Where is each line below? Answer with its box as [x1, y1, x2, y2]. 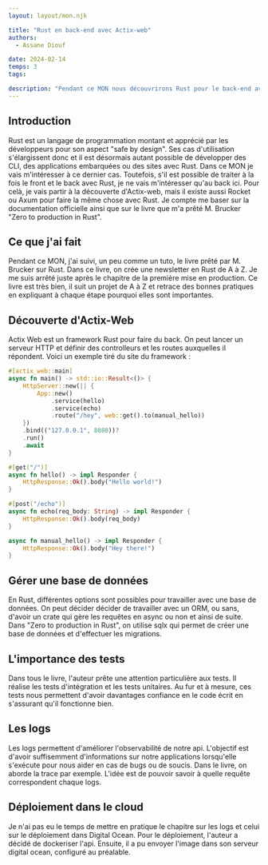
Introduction [8, 114, 72, 128]
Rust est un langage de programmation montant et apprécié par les [8, 135, 229, 145]
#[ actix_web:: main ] [8, 367, 73, 376]
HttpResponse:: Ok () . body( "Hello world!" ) [22, 478, 162, 486]
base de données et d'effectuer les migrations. [8, 629, 162, 639]
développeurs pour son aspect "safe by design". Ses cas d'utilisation [8, 144, 235, 153]
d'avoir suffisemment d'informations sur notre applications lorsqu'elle [8, 751, 237, 761]
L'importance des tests [8, 652, 125, 666]
